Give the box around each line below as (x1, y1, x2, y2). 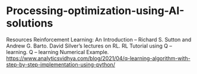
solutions (6, 16, 53, 30)
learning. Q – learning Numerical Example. (6, 48, 109, 55)
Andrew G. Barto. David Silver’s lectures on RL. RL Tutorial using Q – (6, 42, 172, 49)
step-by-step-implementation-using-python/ (6, 60, 116, 68)
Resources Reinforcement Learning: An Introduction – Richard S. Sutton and (6, 36, 192, 43)
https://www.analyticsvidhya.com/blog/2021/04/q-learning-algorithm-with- (6, 55, 191, 62)
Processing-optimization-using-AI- (6, 4, 185, 18)
